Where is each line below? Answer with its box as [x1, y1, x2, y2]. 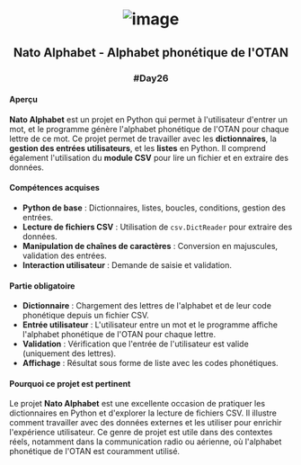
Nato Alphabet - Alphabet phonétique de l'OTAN [13, 45, 289, 60]
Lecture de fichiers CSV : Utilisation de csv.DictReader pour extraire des [22, 221, 293, 232]
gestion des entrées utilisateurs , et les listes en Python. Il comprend [9, 142, 267, 153]
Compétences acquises [9, 183, 101, 193]
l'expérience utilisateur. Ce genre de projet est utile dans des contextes [9, 427, 273, 438]
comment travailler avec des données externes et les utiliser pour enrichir [9, 417, 282, 428]
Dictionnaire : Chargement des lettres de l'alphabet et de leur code [22, 300, 272, 311]
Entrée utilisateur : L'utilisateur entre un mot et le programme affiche [22, 319, 279, 330]
